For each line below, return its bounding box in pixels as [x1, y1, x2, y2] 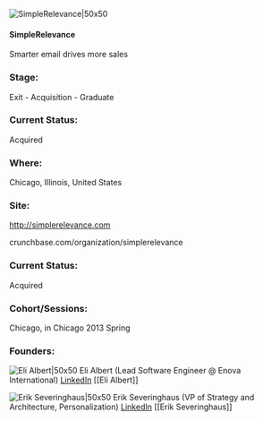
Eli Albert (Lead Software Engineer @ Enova [79, 365, 242, 376]
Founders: [9, 345, 55, 357]
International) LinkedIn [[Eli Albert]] [9, 374, 139, 385]
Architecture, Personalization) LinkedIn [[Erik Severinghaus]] [9, 401, 233, 412]
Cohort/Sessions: [9, 302, 88, 314]
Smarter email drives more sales [9, 49, 128, 60]
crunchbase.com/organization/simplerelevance [9, 237, 183, 248]
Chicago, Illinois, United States [9, 177, 123, 188]
